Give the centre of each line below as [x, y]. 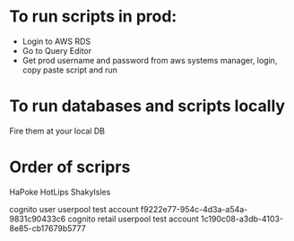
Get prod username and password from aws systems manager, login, [150, 60]
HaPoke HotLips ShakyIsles [60, 192]
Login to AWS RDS [56, 41]
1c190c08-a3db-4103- [242, 219]
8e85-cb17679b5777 [48, 228]
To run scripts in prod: [93, 17]
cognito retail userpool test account [133, 219]
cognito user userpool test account [74, 209]
